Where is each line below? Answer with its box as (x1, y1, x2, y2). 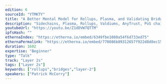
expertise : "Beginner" (5, 48, 52, 53)
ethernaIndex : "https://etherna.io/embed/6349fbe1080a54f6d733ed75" (5, 35, 149, 40)
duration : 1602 (5, 44, 37, 49)
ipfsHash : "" (5, 30, 32, 35)
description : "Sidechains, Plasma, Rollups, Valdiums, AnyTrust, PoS (5, 21, 152, 26)
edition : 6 (5, 7, 28, 12)
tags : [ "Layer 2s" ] (5, 62, 45, 67)
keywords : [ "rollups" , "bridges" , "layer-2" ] (5, 67, 96, 72)
